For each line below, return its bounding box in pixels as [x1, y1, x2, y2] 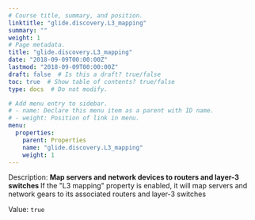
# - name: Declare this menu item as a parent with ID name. [8, 107, 215, 115]
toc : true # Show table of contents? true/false [8, 78, 176, 85]
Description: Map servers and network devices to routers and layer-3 [8, 173, 239, 182]
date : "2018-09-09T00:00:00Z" [8, 56, 108, 64]
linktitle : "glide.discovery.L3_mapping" [8, 19, 147, 27]
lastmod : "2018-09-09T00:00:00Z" [8, 63, 119, 71]
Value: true [8, 205, 45, 214]
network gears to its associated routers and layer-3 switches [8, 189, 207, 199]
